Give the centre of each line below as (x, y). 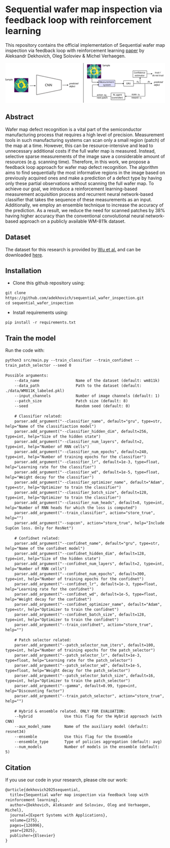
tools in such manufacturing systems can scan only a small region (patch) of (85, 140)
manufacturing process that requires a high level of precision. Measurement (84, 135)
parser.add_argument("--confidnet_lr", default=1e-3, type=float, (86, 584)
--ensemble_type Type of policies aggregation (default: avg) (88, 742)
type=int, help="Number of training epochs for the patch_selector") (80, 650)
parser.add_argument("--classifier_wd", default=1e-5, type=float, (87, 472)
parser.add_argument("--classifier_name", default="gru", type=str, (88, 421)
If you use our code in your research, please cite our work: (66, 780)
